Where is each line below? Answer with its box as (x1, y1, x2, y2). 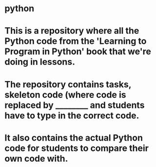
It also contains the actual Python (4, 132, 143, 143)
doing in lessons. (4, 57, 76, 67)
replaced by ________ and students (4, 100, 145, 110)
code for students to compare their (4, 143, 149, 154)
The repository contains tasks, (4, 79, 132, 90)
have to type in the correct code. (4, 110, 139, 121)
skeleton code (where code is (4, 89, 126, 100)
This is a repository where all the (4, 25, 139, 37)
